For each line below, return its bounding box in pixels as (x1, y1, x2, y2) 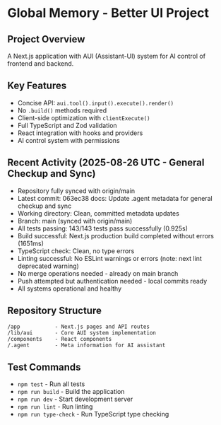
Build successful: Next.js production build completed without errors (17, 231, 214, 240)
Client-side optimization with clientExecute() (17, 113, 150, 122)
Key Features (7, 80, 67, 92)
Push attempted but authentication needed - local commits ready (17, 276, 208, 285)
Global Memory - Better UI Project (7, 5, 210, 21)
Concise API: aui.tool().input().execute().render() (17, 98, 174, 107)
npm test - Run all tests (17, 380, 85, 388)
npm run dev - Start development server (17, 395, 133, 404)
